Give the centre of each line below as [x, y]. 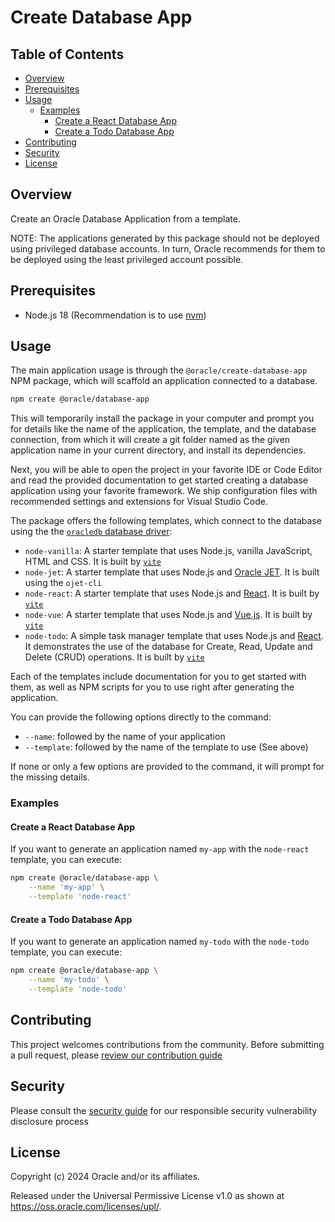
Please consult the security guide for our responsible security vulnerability [164, 1110]
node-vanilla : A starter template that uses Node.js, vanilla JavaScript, [168, 551]
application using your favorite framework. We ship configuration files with [164, 491]
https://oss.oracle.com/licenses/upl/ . [86, 1207]
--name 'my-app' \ [66, 887]
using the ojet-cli [63, 583]
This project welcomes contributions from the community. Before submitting [167, 1044]
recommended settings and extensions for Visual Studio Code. [139, 502]
